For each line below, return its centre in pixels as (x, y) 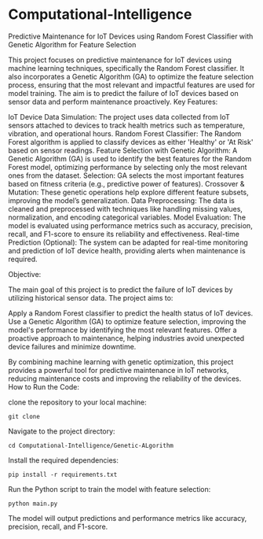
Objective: (25, 274)
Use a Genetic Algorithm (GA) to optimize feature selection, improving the (127, 321)
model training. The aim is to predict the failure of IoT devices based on (123, 93)
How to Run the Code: (44, 386)
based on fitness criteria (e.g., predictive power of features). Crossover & (126, 183)
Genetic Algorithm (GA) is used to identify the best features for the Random (130, 158)
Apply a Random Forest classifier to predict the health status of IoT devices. (131, 313)
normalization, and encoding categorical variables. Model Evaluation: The (127, 217)
